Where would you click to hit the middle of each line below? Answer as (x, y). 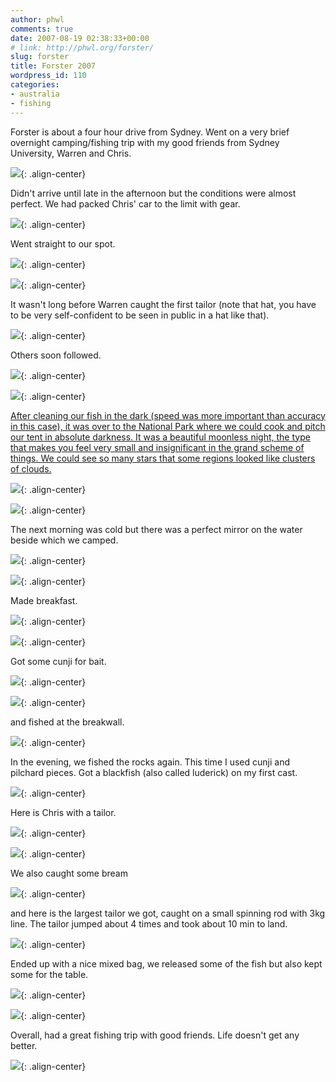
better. (24, 1045)
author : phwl (37, 19)
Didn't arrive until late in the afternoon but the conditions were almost (153, 193)
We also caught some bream (69, 873)
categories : (35, 85)
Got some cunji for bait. (58, 661)
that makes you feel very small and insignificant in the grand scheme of (157, 447)
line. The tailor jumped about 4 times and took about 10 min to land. (149, 923)
